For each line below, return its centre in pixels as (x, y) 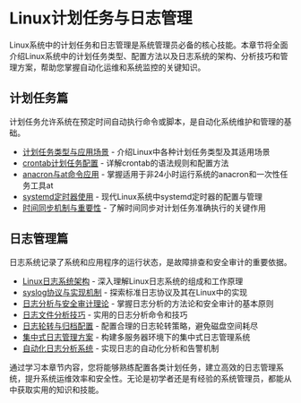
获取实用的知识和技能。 (60, 390)
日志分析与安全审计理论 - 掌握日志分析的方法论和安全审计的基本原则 (148, 303)
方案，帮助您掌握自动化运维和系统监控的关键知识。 (111, 67)
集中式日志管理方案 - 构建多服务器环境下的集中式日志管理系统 (136, 337)
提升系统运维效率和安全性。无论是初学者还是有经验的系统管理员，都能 (154, 378)
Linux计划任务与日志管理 (101, 18)
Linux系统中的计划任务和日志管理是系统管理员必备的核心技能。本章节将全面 (149, 45)
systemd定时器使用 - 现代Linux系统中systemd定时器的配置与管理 (142, 196)
